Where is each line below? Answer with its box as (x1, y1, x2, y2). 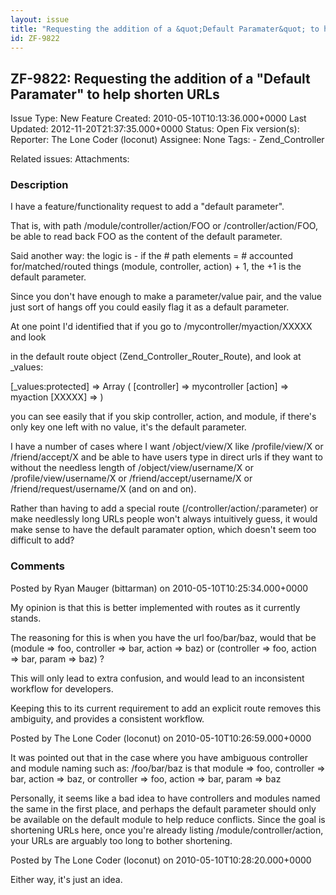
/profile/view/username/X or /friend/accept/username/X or (10, 472, 253, 485)
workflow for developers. (10, 682, 114, 695)
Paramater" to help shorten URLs (10, 86, 220, 103)
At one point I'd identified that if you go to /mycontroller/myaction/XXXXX (10, 321, 313, 333)
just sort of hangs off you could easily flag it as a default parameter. (10, 301, 290, 313)
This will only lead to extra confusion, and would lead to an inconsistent (10, 672, 305, 684)
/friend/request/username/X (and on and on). (10, 483, 197, 495)
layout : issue (10, 14, 70, 25)
